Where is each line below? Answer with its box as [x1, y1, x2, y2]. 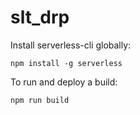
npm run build [10, 95, 70, 105]
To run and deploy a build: [10, 76, 118, 88]
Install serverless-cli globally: [10, 39, 132, 51]
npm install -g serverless [10, 58, 123, 68]
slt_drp [10, 6, 70, 29]
